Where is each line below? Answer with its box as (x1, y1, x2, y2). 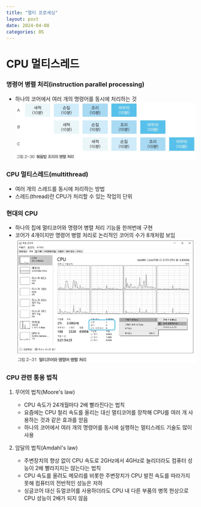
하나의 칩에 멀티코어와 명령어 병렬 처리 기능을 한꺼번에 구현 (14, 223, 153, 231)
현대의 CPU (6, 209, 38, 217)
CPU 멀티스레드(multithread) (6, 170, 89, 179)
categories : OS (6, 29, 44, 35)
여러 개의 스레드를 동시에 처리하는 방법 (14, 185, 105, 192)
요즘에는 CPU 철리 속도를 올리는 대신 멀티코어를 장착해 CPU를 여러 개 (23, 408, 187, 415)
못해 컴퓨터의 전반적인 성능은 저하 (23, 479, 103, 487)
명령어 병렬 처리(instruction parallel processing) (6, 80, 145, 89)
